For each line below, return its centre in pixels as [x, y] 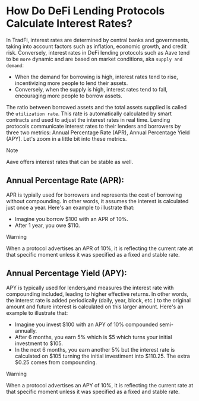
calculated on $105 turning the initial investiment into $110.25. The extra [102, 356]
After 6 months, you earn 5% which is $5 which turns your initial [93, 337]
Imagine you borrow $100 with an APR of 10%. [72, 219]
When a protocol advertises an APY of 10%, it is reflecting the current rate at [100, 385]
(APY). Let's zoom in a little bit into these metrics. [67, 138]
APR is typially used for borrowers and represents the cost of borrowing [94, 195]
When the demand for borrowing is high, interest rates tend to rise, [96, 77]
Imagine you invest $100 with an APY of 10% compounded [86, 324]
